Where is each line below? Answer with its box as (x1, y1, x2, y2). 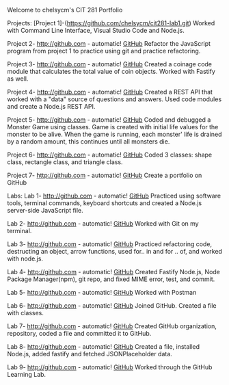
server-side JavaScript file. (7, 207, 83, 214)
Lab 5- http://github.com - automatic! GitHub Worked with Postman (7, 289, 197, 296)
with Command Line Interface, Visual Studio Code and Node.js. (7, 27, 185, 34)
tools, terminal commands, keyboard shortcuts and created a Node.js (7, 199, 202, 207)
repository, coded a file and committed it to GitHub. (7, 330, 152, 337)
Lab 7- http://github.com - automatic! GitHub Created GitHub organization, (7, 322, 217, 330)
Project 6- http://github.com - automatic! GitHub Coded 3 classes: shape (7, 150, 213, 159)
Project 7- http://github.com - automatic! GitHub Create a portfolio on (7, 171, 202, 179)
